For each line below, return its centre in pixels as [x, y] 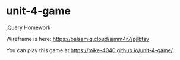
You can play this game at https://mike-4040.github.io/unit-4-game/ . [90, 50]
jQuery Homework [29, 27]
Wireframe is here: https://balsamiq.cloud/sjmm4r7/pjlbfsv [78, 39]
